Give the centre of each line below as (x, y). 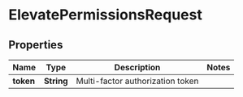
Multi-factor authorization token (137, 81)
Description (137, 67)
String (56, 81)
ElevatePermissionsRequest (106, 15)
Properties (36, 45)
